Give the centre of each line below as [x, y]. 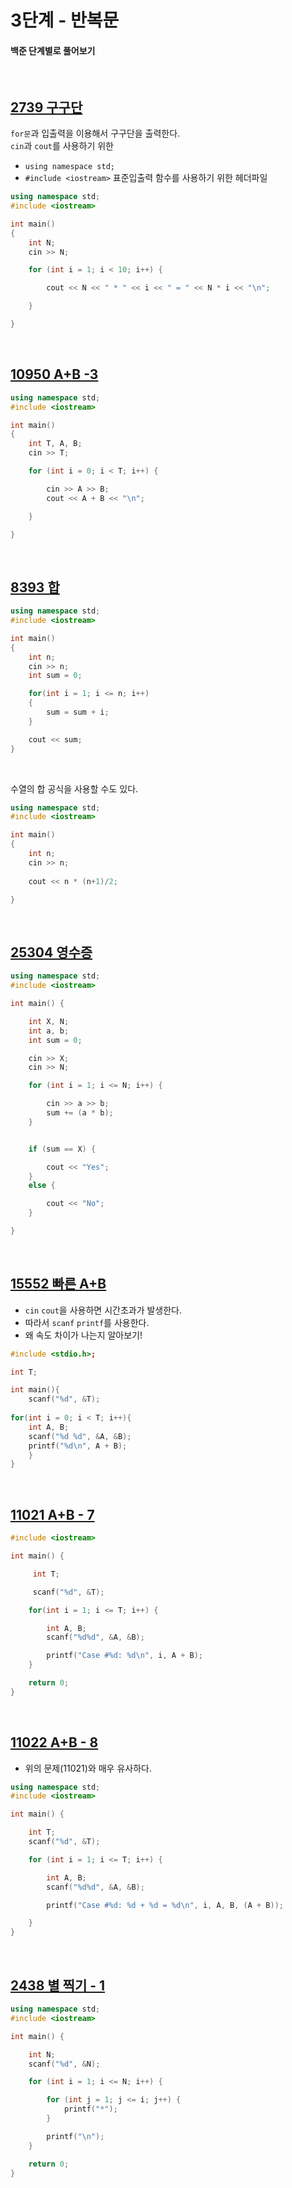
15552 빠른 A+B [58, 1284]
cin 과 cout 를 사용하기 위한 [62, 146]
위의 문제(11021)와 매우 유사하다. [88, 1768]
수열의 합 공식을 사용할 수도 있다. [74, 788]
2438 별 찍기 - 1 [58, 1985]
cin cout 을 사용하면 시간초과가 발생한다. [103, 1310]
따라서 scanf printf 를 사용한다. [87, 1322]
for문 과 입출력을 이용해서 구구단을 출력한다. [95, 133]
